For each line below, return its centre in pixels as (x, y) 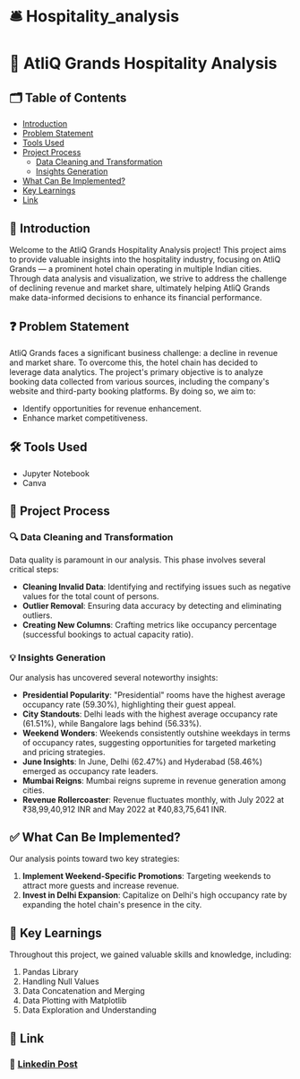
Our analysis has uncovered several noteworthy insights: (114, 677)
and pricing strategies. (64, 752)
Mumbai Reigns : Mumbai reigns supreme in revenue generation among (154, 780)
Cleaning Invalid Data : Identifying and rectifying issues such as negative (156, 587)
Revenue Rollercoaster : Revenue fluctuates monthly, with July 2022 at (153, 799)
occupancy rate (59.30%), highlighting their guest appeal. (129, 704)
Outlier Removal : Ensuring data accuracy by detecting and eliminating (152, 606)
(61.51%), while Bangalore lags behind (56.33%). (112, 723)
